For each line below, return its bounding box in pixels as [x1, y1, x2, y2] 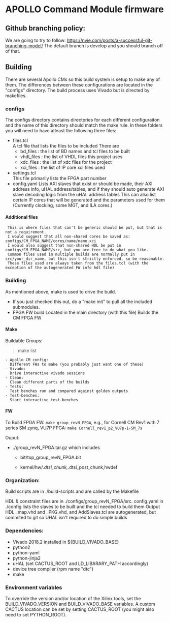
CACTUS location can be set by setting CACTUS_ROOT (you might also [5, 606, 155, 612]
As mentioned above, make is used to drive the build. [5, 288, 116, 294]
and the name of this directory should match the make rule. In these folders [5, 122, 163, 128]
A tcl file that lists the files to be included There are [12, 143, 119, 149]
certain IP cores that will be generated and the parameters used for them [12, 197, 165, 203]
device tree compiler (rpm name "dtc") [12, 566, 94, 572]
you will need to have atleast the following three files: [5, 128, 117, 134]
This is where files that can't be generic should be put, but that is [7, 225, 162, 230]
